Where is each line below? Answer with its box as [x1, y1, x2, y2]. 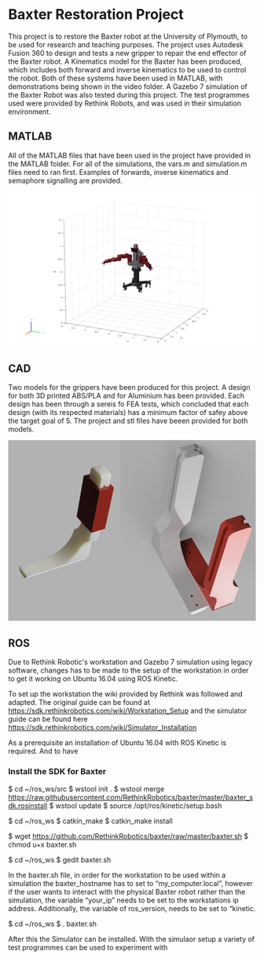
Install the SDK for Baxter [8, 766, 107, 777]
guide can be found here [8, 714, 88, 724]
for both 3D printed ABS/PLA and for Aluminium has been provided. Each [8, 391, 245, 401]
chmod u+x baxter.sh [8, 840, 77, 849]
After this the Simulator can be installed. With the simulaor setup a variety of [8, 934, 255, 943]
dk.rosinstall [8, 801, 48, 810]
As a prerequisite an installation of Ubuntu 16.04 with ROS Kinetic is [8, 738, 226, 747]
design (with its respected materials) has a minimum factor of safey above [8, 408, 248, 417]
